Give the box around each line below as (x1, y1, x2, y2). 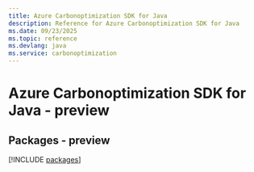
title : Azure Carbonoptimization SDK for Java (8, 11, 168, 20)
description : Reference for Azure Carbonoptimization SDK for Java (8, 19, 240, 27)
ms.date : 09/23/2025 (8, 27, 78, 35)
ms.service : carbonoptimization (8, 49, 117, 57)
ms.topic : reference (8, 34, 78, 43)
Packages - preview (8, 133, 110, 147)
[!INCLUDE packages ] (8, 155, 81, 164)
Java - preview (8, 102, 110, 120)
